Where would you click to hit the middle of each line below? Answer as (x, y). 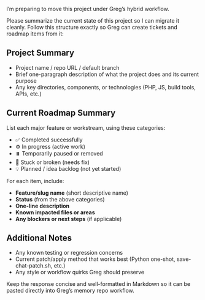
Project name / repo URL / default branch (67, 67)
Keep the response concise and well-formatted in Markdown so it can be (99, 284)
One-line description (42, 206)
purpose (26, 81)
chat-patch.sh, (34, 266)
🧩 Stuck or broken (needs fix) (52, 162)
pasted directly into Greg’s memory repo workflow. (71, 291)
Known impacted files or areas (55, 212)
